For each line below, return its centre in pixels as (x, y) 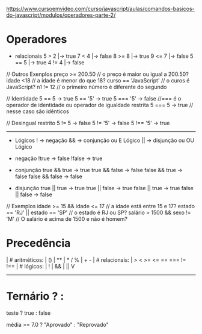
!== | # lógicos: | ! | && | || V (41, 266)
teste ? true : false (29, 313)
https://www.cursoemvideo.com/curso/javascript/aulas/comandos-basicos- (101, 9)
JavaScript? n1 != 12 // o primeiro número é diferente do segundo (87, 87)
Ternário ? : (35, 296)
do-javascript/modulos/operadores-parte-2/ (61, 15)
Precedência (38, 243)
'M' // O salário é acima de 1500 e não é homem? (67, 218)
